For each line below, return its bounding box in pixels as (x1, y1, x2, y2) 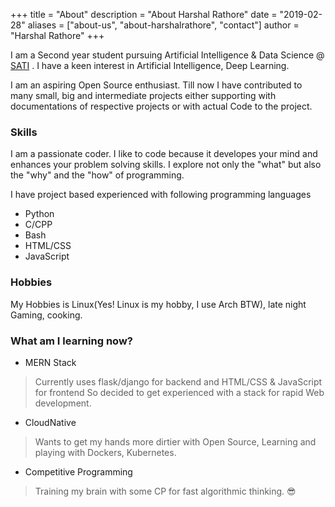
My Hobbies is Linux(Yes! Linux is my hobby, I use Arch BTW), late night (10, 298, 307, 310)
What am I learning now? (10, 334, 133, 348)
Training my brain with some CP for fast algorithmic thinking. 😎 (34, 485, 297, 497)
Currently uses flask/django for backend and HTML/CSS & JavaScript (34, 375, 323, 388)
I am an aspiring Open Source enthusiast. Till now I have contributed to (10, 79, 303, 91)
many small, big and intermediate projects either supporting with (10, 90, 277, 101)
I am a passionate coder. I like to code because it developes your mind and (10, 148, 318, 160)
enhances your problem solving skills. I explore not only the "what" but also (10, 159, 322, 171)
